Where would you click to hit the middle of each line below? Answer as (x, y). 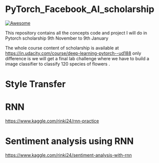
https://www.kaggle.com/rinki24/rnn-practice (52, 121)
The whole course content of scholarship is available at (62, 48)
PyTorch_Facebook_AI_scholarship (80, 9)
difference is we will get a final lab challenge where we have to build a (77, 58)
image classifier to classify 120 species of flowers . (57, 64)
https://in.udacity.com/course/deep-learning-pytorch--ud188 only (73, 53)
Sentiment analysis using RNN (69, 141)
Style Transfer (35, 84)
